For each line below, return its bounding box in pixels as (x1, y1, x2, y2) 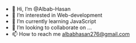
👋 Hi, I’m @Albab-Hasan (11, 6, 71, 12)
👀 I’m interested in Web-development (11, 12, 102, 19)
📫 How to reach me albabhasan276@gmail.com (11, 31, 130, 37)
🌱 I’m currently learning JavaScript (11, 18, 96, 24)
